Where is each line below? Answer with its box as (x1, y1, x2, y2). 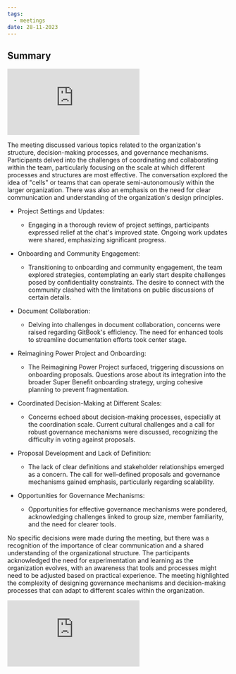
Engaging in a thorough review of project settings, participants (27, 220, 210, 230)
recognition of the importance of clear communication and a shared (7, 541, 204, 550)
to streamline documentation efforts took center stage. (27, 336, 187, 344)
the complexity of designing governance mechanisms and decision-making (7, 579, 226, 587)
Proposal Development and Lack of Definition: (17, 449, 151, 458)
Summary (7, 49, 51, 61)
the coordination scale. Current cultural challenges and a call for (27, 420, 215, 429)
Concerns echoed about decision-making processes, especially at (27, 413, 221, 421)
